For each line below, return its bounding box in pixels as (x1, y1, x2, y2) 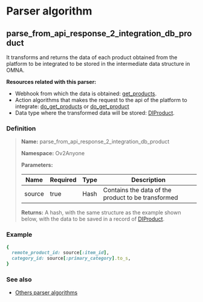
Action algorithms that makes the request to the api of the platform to (14, 97, 187, 103)
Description (131, 176, 166, 184)
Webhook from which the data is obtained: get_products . (14, 90, 157, 97)
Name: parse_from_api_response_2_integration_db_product (21, 138, 170, 146)
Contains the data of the (103, 186, 172, 194)
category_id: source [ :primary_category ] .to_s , (11, 255, 131, 262)
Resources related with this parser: (6, 79, 97, 85)
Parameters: (21, 161, 53, 169)
